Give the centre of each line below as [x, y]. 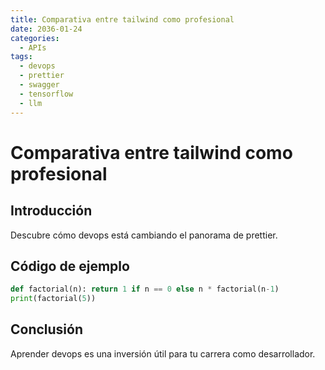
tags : [21, 57]
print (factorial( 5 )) [53, 299]
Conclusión [47, 329]
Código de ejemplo [70, 266]
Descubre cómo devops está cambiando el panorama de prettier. [144, 235]
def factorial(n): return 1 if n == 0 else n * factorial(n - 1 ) [145, 289]
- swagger [39, 85]
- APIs [33, 47]
